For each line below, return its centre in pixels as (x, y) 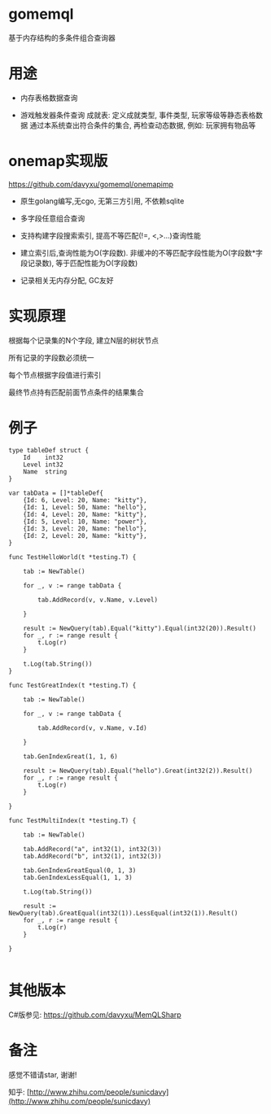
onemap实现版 (58, 162)
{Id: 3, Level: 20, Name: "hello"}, (85, 529)
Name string (45, 472)
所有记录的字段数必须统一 (51, 357)
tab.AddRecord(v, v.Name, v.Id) (93, 728)
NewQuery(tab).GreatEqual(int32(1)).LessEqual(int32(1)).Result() (123, 913)
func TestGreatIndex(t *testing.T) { (72, 685)
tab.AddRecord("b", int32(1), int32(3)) (92, 856)
